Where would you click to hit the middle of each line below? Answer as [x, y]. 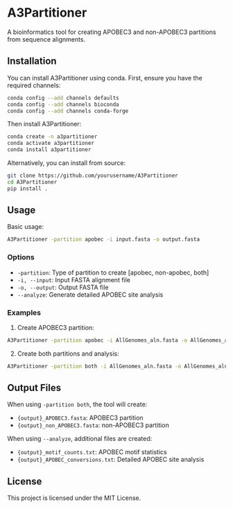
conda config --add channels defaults [63, 98]
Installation [32, 61]
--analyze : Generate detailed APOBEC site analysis [90, 294]
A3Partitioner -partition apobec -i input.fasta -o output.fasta [103, 240]
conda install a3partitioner [49, 150]
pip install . [28, 189]
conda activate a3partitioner [51, 144]
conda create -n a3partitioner [52, 137]
